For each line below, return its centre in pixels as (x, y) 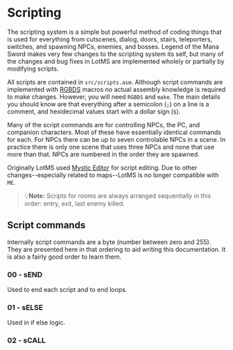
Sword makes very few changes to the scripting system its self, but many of (115, 54)
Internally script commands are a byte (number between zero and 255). (109, 242)
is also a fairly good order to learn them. (64, 257)
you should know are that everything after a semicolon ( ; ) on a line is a (108, 104)
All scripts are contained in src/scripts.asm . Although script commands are (115, 82)
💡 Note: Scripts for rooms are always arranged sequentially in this (118, 196)
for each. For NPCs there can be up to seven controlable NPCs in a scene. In (116, 139)
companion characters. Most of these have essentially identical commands (114, 132)
